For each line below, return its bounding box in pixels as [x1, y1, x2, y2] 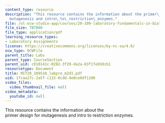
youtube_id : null [9, 94, 45, 98]
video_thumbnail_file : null [9, 84, 67, 90]
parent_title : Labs [5, 52, 45, 58]
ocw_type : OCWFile [5, 48, 43, 53]
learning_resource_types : [5, 35, 58, 40]
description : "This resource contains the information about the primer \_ [5, 12, 162, 17]
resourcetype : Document [5, 67, 54, 72]
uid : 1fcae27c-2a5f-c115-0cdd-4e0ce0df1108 [5, 75, 96, 80]
